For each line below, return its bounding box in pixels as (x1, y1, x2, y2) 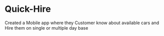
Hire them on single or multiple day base (5, 25, 88, 31)
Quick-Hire (5, 3, 51, 15)
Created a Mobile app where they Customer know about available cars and (5, 20, 159, 26)
